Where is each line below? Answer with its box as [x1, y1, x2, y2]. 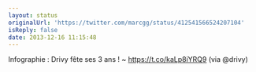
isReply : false [8, 26, 58, 34]
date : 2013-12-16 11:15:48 [8, 33, 97, 41]
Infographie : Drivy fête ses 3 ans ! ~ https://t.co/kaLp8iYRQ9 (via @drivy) [8, 55, 248, 64]
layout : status [8, 11, 58, 20]
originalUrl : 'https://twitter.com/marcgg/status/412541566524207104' [8, 19, 245, 27]
